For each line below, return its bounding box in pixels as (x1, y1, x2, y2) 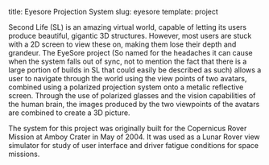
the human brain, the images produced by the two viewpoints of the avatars (8, 100, 260, 109)
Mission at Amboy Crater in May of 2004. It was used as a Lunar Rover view (8, 132, 260, 142)
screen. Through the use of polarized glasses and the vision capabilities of (8, 91, 256, 100)
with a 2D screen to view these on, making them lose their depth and (8, 39, 237, 49)
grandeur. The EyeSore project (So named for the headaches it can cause (8, 48, 253, 57)
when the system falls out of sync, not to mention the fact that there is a (8, 56, 247, 66)
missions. (8, 149, 40, 159)
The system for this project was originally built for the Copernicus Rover (8, 124, 247, 133)
